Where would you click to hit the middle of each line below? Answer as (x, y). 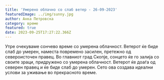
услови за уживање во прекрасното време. (51, 72)
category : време (22, 23)
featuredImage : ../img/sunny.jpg (39, 14)
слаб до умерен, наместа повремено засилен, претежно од (68, 52)
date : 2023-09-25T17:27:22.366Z (38, 32)
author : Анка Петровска (29, 19)
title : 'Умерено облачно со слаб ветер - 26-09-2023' (61, 10)
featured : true (21, 28)
